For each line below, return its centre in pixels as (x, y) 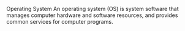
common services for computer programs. (60, 22)
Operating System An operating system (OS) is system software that (92, 9)
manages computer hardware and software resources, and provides (92, 15)
